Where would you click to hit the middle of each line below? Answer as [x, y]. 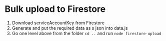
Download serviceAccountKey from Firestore [58, 23]
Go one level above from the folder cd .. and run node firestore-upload [86, 33]
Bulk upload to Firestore [55, 9]
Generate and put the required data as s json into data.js [70, 28]
